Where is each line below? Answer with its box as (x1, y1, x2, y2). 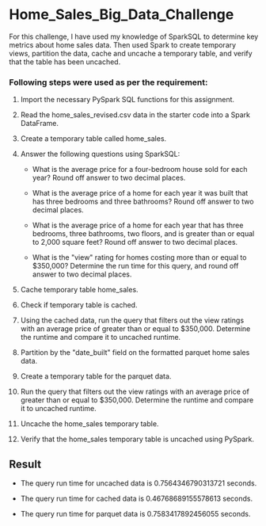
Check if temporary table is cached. (20, 300, 138, 310)
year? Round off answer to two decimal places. (32, 173, 186, 183)
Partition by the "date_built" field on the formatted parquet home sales (20, 348, 250, 357)
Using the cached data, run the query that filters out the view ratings (20, 315, 245, 326)
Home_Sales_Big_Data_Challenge (9, 6, 234, 24)
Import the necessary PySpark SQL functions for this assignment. (20, 95, 235, 105)
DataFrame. (20, 119, 59, 128)
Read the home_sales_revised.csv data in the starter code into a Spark (20, 110, 250, 120)
